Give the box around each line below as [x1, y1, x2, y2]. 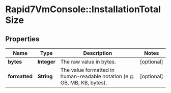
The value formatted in [60, 67, 115, 73]
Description [83, 50, 112, 56]
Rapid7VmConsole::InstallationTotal [5, 4, 161, 15]
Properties [5, 35, 40, 43]
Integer [37, 58, 56, 65]
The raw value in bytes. [60, 58, 116, 65]
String [37, 73, 53, 80]
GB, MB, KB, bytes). [60, 79, 107, 86]
